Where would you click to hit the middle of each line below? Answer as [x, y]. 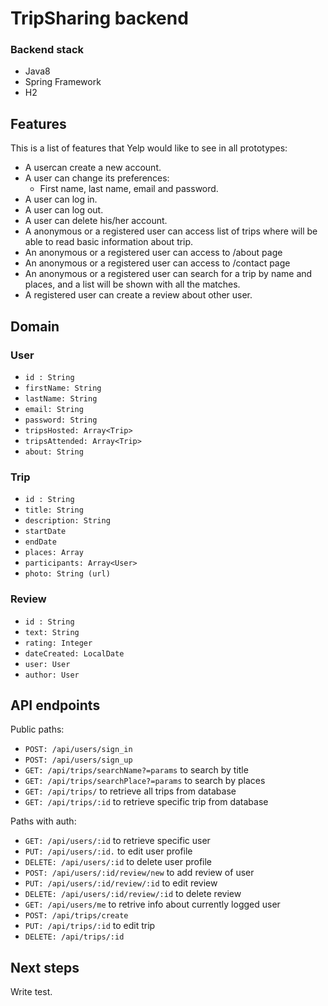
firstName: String [63, 388]
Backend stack [47, 50]
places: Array [54, 553]
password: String [61, 420]
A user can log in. [61, 199]
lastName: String [61, 398]
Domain [35, 326]
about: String [54, 452]
